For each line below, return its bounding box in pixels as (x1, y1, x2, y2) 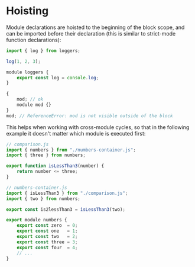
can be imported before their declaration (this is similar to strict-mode (6, 30, 176, 37)
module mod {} (17, 102, 51, 108)
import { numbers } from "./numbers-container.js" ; (6, 147, 136, 153)
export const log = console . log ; (17, 75, 99, 81)
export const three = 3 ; (17, 239, 78, 245)
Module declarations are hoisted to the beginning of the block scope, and (6, 24, 185, 31)
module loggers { (6, 69, 49, 75)
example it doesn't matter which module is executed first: (6, 130, 146, 137)
